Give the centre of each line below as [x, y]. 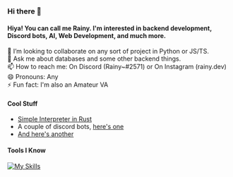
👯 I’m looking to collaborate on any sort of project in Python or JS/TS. [108, 51]
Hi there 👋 [25, 11]
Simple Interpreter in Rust [55, 119]
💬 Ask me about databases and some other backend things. [94, 59]
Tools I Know [26, 150]
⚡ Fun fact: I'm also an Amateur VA [58, 85]
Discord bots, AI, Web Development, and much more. [87, 35]
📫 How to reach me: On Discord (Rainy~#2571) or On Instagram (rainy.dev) [117, 67]
